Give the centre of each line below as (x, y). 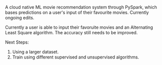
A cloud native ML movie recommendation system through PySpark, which (81, 7)
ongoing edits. (20, 18)
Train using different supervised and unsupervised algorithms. (76, 57)
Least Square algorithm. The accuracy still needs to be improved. (71, 32)
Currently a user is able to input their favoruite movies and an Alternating (79, 27)
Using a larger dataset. (35, 52)
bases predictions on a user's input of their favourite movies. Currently (77, 12)
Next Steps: (17, 42)
